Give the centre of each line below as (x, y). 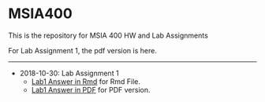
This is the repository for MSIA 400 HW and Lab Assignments (108, 35)
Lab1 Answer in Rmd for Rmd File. (86, 81)
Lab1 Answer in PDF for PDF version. (91, 89)
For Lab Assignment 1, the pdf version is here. (83, 50)
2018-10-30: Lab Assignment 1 (69, 73)
